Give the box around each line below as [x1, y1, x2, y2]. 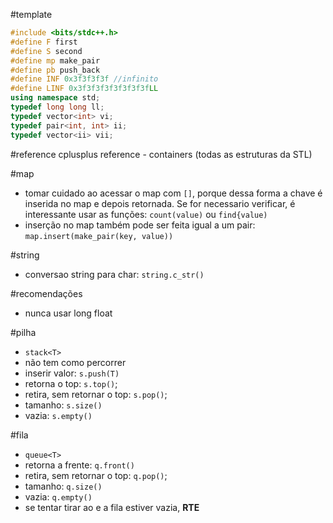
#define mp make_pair [10, 55, 101, 66]
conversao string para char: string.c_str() [24, 268, 205, 280]
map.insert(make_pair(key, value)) [24, 231, 174, 241]
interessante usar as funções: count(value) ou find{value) [24, 208, 268, 220]
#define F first [10, 37, 78, 47]
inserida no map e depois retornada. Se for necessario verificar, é [24, 197, 296, 209]
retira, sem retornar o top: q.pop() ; [24, 469, 168, 481]
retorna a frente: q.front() [24, 459, 135, 471]
